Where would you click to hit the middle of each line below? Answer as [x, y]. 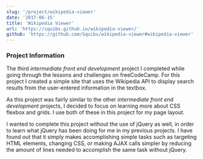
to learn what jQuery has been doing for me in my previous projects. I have [99, 131]
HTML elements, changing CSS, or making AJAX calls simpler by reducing [99, 143]
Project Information [35, 56]
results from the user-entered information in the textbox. [77, 88]
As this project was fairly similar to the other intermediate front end [90, 100]
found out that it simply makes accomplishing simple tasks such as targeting [101, 137]
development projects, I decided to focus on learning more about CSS [93, 106]
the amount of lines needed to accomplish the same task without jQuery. [97, 150]
